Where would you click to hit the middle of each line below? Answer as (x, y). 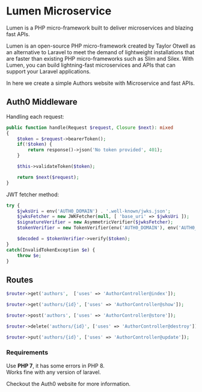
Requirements (27, 352)
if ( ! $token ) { (35, 145)
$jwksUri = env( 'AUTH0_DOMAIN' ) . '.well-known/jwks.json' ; (94, 211)
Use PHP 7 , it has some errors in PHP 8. (56, 366)
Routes (20, 280)
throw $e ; (29, 255)
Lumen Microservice (59, 11)
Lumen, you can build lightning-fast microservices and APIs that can (91, 65)
